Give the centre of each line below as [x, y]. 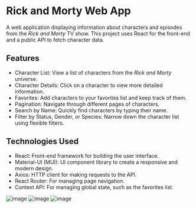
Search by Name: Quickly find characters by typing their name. [91, 110]
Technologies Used [42, 142]
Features [23, 58]
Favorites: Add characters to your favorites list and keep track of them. [101, 97]
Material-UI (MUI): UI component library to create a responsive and [96, 162]
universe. [26, 79]
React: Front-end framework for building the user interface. [87, 155]
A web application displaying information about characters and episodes [94, 27]
